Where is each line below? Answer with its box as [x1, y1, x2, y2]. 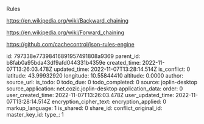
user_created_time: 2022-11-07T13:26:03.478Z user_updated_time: [6, 92, 175, 98]
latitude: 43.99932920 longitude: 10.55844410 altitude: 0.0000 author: [6, 72, 184, 79]
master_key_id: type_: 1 [6, 111, 64, 118]
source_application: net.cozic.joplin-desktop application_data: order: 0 [6, 85, 183, 92]
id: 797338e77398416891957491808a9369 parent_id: [6, 53, 141, 60]
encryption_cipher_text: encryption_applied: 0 [51, 98, 166, 105]
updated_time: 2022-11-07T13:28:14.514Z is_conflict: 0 [54, 65, 191, 73]
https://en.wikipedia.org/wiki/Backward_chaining [6, 17, 129, 24]
